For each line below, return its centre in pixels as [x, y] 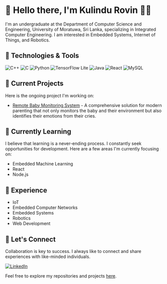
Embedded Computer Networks [45, 207]
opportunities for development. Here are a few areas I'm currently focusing [82, 149]
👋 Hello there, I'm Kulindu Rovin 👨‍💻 [78, 10]
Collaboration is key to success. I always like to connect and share [73, 251]
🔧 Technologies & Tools [42, 56]
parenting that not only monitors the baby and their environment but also [87, 110]
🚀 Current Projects [34, 84]
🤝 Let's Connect [30, 239]
